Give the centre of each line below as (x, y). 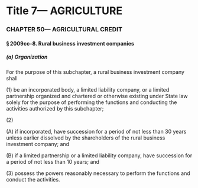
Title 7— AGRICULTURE (64, 11)
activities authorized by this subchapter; (55, 108)
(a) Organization (27, 57)
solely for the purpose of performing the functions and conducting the (92, 102)
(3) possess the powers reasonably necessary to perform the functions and (98, 173)
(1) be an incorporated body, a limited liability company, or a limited (88, 89)
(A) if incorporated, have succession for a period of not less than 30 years (96, 131)
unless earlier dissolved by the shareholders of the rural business (86, 138)
